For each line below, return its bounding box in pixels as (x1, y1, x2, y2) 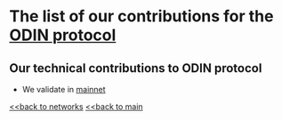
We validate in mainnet (21, 84, 106, 94)
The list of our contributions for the (9, 6, 274, 27)
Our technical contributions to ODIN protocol (9, 60, 262, 76)
